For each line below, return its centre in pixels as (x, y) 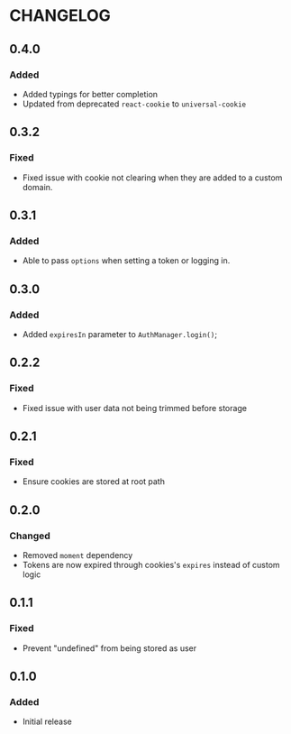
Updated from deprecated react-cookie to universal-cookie (134, 104)
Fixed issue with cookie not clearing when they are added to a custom (152, 178)
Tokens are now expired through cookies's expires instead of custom (151, 565)
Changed (30, 536)
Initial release (47, 721)
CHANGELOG (60, 16)
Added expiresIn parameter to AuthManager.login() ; (120, 334)
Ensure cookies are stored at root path (93, 482)
